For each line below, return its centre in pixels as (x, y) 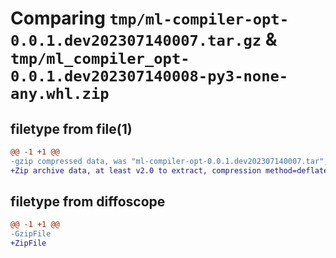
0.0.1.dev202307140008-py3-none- (149, 76)
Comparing (58, 18)
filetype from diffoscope (88, 202)
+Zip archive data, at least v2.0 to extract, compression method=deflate (169, 170)
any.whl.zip (60, 94)
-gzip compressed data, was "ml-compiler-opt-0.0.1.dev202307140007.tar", (169, 161)
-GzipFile (31, 234)
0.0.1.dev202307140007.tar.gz (136, 41)
